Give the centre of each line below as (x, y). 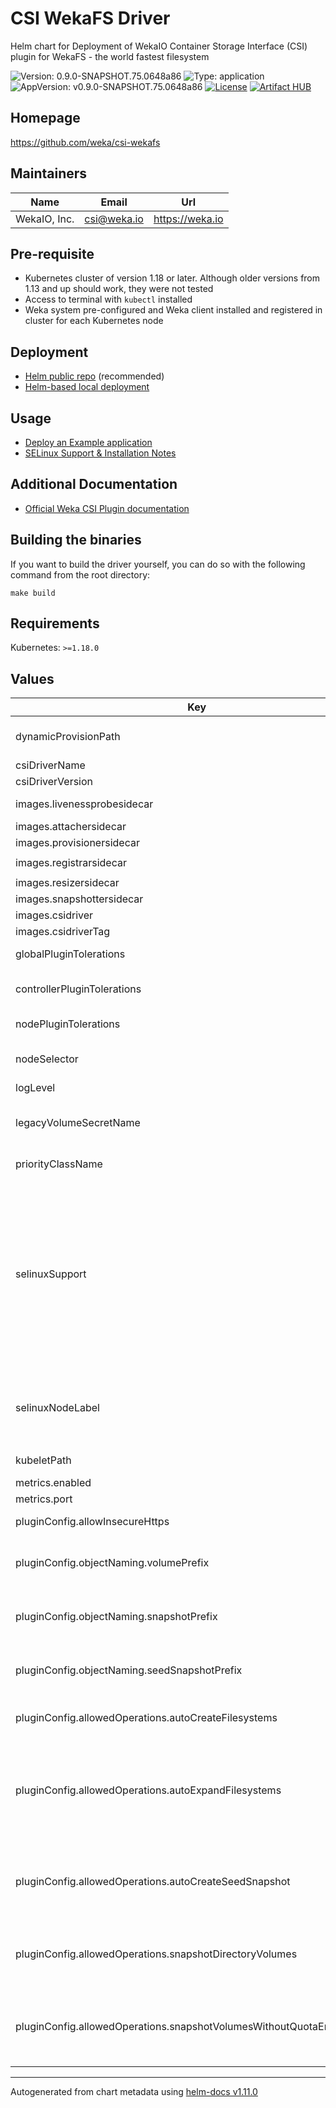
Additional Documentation (94, 484)
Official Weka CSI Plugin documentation (107, 508)
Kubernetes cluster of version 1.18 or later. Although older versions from (172, 278)
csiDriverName (50, 765)
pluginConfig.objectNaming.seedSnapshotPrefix (129, 1670)
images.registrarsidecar (71, 863)
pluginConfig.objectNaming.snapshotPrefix (116, 1617)
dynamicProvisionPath (68, 737)
